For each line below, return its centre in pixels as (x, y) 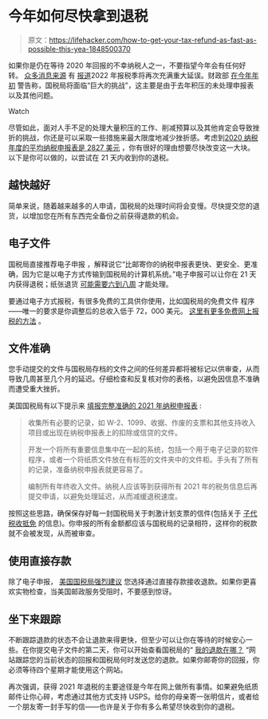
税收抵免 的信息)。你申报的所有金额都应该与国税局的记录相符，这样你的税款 (133, 524)
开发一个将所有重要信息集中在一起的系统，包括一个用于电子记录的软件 (143, 450)
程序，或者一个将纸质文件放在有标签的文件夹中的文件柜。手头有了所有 (143, 460)
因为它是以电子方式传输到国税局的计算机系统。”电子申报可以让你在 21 (135, 274)
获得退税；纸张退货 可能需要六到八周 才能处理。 (94, 284)
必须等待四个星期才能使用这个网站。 (68, 670)
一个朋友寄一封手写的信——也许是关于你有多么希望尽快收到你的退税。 (124, 707)
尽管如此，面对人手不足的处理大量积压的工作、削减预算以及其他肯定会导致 (130, 128)
